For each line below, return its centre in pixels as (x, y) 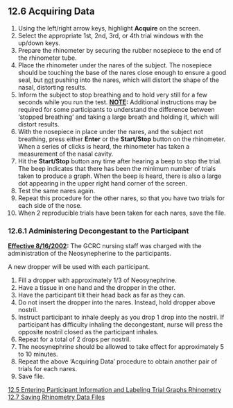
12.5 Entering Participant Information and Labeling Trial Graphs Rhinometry (115, 390)
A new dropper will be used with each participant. (79, 267)
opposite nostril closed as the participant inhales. (88, 332)
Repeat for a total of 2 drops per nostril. (74, 339)
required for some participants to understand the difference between (116, 109)
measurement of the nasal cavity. (66, 154)
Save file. (31, 376)
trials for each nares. (48, 369)
